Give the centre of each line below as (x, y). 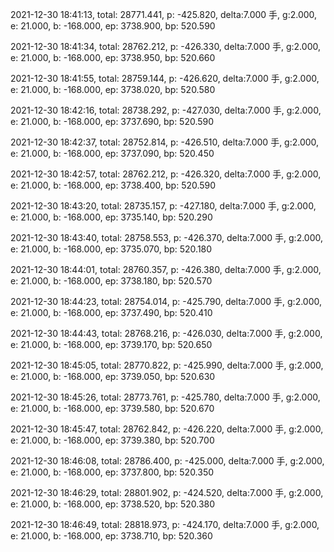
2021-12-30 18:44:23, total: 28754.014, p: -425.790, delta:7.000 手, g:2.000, (166, 301)
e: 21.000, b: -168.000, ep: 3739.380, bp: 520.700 (112, 440)
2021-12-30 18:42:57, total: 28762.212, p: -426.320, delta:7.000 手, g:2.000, (166, 174)
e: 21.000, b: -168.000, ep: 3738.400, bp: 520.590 (113, 185)
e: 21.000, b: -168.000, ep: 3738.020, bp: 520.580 (113, 89)
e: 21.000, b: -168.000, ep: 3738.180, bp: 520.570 (111, 281)
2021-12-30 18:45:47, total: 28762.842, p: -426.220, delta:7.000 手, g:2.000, (167, 429)
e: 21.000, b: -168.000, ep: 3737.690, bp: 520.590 (112, 121)
